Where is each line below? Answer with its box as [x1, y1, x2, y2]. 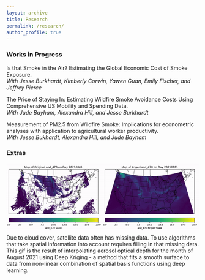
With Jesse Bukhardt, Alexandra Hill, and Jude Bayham [6, 134, 147, 141]
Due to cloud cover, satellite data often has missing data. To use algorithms [6, 234, 196, 241]
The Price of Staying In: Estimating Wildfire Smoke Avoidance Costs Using [6, 96, 193, 103]
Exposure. [6, 70, 32, 78]
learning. [6, 267, 29, 274]
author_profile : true [6, 29, 62, 36]
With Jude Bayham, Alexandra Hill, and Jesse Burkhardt [6, 108, 149, 116]
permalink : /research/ [6, 23, 64, 29]
